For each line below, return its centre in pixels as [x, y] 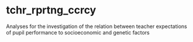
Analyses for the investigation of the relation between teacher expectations [96, 26]
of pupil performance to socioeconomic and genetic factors [78, 32]
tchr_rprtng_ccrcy [51, 10]
